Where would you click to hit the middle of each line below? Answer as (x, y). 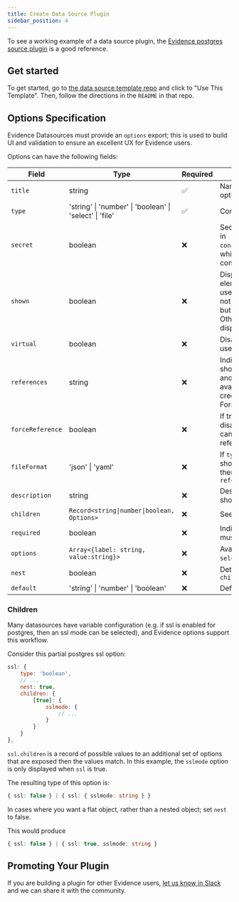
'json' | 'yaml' (91, 467)
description (31, 496)
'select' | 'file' (91, 216)
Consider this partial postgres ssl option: (67, 654)
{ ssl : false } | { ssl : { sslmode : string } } (79, 796)
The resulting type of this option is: (59, 782)
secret (22, 245)
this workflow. (28, 640)
